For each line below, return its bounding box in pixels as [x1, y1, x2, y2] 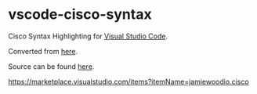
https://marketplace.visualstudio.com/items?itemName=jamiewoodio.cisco [8, 77, 249, 86]
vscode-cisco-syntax [8, 5, 152, 23]
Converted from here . [8, 46, 78, 56]
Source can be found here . [8, 61, 95, 71]
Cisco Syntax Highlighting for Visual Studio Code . [8, 31, 168, 41]
